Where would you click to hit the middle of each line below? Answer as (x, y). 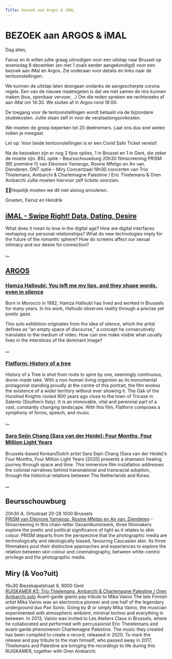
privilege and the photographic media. (46, 557)
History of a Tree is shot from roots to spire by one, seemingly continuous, (84, 374)
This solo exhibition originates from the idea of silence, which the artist (80, 324)
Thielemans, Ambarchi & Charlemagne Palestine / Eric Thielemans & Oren (83, 174)
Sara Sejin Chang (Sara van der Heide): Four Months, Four (79, 436)
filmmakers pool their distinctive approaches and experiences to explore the (86, 546)
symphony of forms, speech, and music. (48, 413)
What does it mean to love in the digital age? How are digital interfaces (80, 228)
